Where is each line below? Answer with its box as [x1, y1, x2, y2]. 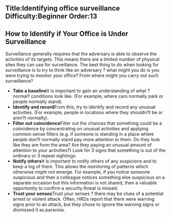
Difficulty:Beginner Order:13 [5, 12, 97, 21]
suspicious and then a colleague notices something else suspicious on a [12, 174, 165, 180]
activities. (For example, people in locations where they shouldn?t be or [12, 110, 163, 116]
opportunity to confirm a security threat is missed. [12, 185, 118, 192]
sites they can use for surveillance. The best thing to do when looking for [5, 62, 159, 68]
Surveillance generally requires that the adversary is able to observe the [5, 51, 157, 57]
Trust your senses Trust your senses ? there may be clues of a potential [12, 190, 164, 197]
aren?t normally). [12, 115, 48, 121]
